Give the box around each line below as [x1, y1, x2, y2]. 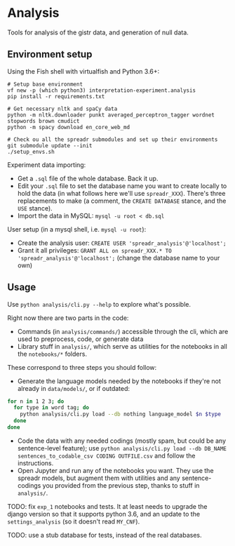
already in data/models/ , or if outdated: [17, 384, 130, 392]
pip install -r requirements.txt [7, 93, 105, 100]
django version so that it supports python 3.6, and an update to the [7, 510, 201, 518]
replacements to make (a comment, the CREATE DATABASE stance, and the [17, 197, 227, 205]
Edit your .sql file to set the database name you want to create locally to [17, 181, 227, 190]
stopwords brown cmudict [7, 117, 80, 124]
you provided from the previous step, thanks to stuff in [42, 481, 200, 489]
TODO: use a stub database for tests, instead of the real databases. [7, 531, 202, 539]
